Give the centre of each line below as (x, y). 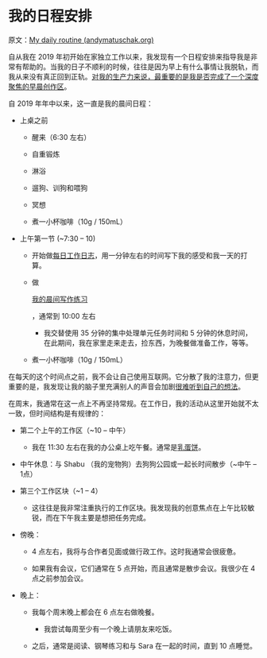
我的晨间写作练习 (60, 299)
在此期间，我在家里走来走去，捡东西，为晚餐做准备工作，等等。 (148, 343)
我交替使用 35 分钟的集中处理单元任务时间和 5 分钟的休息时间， (148, 333)
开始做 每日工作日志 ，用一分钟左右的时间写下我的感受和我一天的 (136, 255)
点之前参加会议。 (60, 578)
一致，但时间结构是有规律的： (57, 413)
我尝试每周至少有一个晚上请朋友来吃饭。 (110, 629)
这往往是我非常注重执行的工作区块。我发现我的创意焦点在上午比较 (139, 507)
